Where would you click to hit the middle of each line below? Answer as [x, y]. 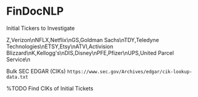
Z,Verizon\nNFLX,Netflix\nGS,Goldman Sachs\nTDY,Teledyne [83, 40]
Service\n [18, 59]
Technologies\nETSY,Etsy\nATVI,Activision [60, 46]
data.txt [17, 77]
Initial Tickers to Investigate [40, 28]
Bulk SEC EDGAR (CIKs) [36, 71]
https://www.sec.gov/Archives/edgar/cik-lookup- [130, 71]
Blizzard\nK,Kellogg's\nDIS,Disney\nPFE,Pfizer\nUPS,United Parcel [90, 52]
